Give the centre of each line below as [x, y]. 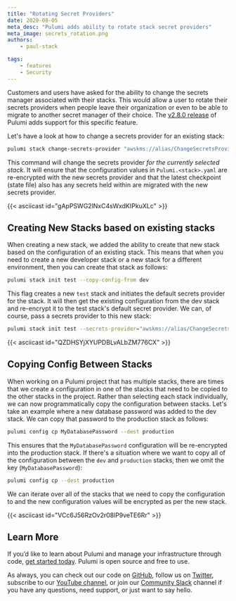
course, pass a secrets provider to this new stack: [79, 316]
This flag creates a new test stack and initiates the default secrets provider [116, 293]
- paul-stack [39, 46]
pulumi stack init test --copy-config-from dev [78, 280]
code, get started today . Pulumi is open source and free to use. [98, 562]
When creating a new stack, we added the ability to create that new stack [113, 245]
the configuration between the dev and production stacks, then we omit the [116, 460]
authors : [20, 40]
